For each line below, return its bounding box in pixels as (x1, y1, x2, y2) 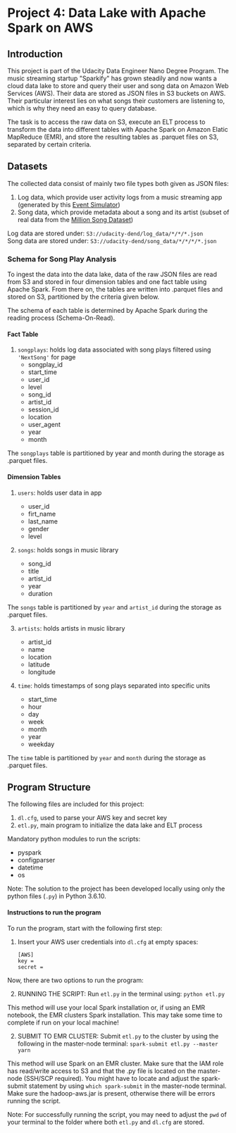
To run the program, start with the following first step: (7, 924, 163, 932)
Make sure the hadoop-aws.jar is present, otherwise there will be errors (7, 1089, 216, 1097)
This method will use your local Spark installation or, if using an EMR (7, 1003, 206, 1012)
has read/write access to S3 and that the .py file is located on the (7, 1066, 197, 1075)
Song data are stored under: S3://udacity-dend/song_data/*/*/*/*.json (7, 236, 217, 244)
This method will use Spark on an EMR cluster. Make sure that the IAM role (7, 1059, 224, 1067)
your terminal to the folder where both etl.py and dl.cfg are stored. (7, 1117, 205, 1126)
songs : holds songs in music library (17, 545, 119, 554)
